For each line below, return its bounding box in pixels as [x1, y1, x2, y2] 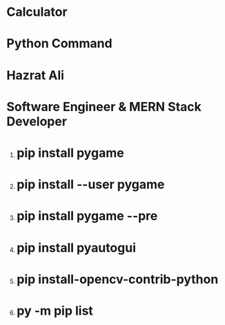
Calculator [6, 4, 68, 20]
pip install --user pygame [16, 177, 165, 193]
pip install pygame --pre [16, 208, 158, 224]
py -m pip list [16, 303, 94, 318]
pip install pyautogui [16, 239, 136, 255]
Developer [6, 113, 67, 129]
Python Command [6, 36, 112, 52]
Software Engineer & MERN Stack [6, 99, 202, 115]
